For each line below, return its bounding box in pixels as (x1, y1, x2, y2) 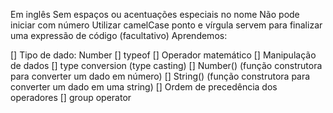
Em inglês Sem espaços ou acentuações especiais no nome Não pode (10, 9, 300, 20)
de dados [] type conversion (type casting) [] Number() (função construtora (10, 60, 323, 71)
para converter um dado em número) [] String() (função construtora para (10, 70, 311, 82)
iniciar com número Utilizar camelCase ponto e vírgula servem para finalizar (10, 19, 323, 31)
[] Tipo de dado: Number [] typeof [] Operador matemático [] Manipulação (10, 49, 317, 61)
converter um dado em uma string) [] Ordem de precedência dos (10, 81, 278, 93)
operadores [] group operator (10, 92, 132, 103)
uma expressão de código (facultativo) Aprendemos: (10, 30, 228, 41)
